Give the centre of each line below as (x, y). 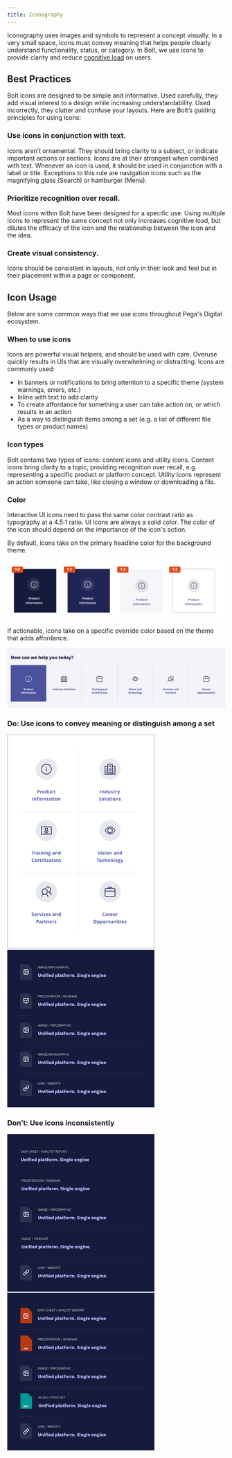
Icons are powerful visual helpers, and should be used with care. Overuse (112, 354)
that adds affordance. (38, 638)
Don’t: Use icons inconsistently (61, 1123)
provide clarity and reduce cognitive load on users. (80, 57)
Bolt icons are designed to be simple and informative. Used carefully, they (113, 96)
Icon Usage (32, 297)
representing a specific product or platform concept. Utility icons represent (114, 474)
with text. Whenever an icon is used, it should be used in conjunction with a (115, 165)
